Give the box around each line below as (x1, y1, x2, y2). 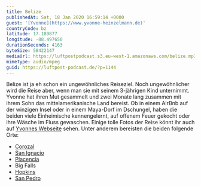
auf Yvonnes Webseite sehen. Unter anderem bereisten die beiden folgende (6, 125, 194, 132)
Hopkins (14, 168, 36, 176)
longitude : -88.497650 (6, 36, 63, 42)
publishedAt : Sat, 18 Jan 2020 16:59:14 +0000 (6, 14, 124, 20)
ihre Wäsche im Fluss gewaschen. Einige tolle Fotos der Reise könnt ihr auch (6, 119, 195, 126)
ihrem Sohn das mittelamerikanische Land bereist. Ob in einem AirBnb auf (6, 100, 188, 107)
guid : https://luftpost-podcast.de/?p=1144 (6, 64, 117, 70)
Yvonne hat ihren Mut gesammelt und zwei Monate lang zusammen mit (6, 93, 181, 100)
